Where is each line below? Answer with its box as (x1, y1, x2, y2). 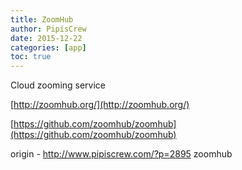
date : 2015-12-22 (10, 33, 83, 43)
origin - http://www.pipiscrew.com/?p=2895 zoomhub (10, 148, 233, 160)
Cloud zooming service (10, 79, 107, 91)
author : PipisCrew (10, 24, 87, 34)
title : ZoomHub (10, 14, 74, 25)
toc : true (10, 52, 52, 62)
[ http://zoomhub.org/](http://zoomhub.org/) (10, 99, 190, 111)
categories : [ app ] (10, 42, 87, 53)
